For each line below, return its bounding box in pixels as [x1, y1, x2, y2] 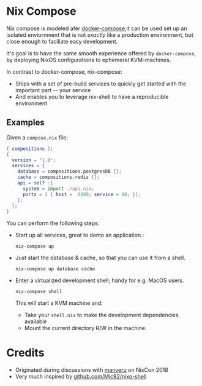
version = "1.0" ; [12, 157, 56, 163]
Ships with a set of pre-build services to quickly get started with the [15, 80, 187, 87]
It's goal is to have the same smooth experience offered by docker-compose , [6, 49, 196, 57]
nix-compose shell [15, 289, 62, 295]
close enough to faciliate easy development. [6, 37, 118, 45]
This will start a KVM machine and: [15, 299, 103, 307]
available [24, 318, 47, 325]
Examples [6, 117, 45, 128]
